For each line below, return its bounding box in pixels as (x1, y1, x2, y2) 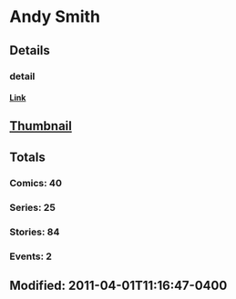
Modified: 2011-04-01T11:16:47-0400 (9, 277, 228, 293)
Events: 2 (9, 250, 53, 263)
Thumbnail (9, 118, 73, 134)
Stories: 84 (9, 225, 60, 238)
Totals (9, 149, 46, 164)
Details (9, 43, 50, 58)
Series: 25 (9, 201, 56, 214)
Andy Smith (9, 6, 100, 27)
